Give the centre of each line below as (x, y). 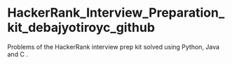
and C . (18, 54)
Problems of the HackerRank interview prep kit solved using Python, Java (113, 47)
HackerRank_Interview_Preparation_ (116, 13)
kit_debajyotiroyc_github (81, 27)
